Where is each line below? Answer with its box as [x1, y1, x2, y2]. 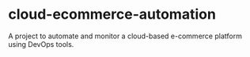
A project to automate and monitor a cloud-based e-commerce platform [8, 31, 243, 41]
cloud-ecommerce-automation [8, 5, 216, 23]
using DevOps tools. [8, 39, 74, 48]
